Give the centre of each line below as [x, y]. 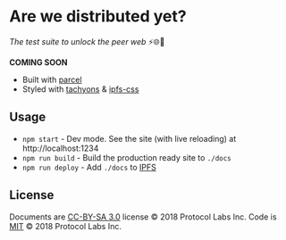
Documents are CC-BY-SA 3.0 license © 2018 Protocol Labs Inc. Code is [143, 217]
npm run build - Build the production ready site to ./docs [127, 157]
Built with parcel [52, 79]
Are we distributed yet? [98, 17]
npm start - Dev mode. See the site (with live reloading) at [129, 138]
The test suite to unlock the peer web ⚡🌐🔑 [87, 41]
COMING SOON [39, 62]
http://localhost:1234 [60, 148]
